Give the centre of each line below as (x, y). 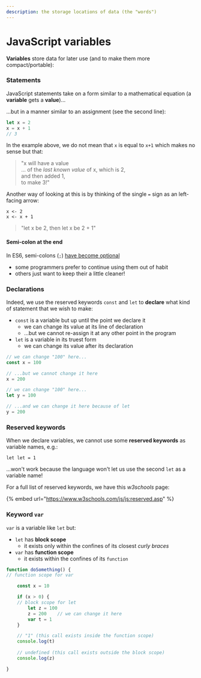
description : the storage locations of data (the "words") (82, 12)
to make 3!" (35, 183)
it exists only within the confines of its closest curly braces (96, 545)
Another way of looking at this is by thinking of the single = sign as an (92, 194)
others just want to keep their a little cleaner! (70, 273)
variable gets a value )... (36, 99)
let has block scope (40, 539)
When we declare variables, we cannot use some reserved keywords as (96, 441)
